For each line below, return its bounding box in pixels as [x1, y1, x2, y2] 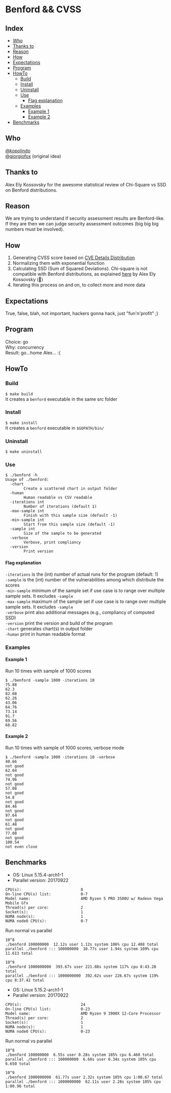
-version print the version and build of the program [5, 620, 113, 626]
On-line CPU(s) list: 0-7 [5, 891, 88, 897]
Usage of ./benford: [5, 477, 50, 482]
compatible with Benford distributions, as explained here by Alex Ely [12, 271, 156, 277]
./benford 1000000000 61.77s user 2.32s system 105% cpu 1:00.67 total [5, 1075, 163, 1080]
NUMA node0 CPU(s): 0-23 [5, 1028, 90, 1034]
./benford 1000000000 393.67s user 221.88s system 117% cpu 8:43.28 [5, 964, 157, 969]
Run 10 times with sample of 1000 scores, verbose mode [5, 744, 124, 751]
